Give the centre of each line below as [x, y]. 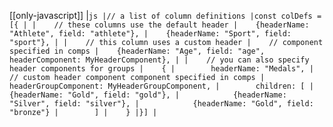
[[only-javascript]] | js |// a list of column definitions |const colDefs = [165, 15]
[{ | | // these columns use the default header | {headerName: [159, 25]
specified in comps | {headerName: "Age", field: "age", [137, 51]
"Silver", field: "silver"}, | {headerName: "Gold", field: [161, 104]
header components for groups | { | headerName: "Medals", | [161, 69]
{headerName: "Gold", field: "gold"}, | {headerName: [148, 95]
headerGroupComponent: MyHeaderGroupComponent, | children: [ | [161, 86]
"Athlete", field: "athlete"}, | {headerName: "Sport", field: [150, 34]
